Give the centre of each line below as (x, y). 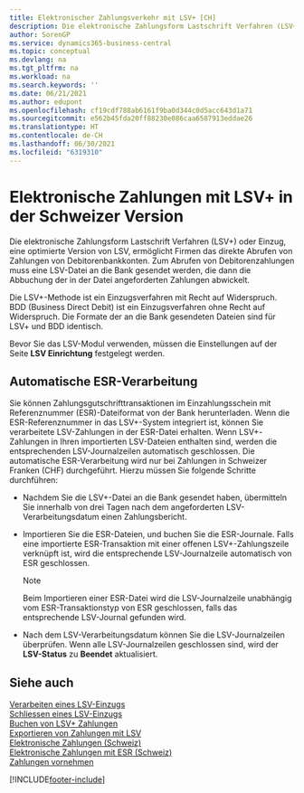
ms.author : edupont (46, 102)
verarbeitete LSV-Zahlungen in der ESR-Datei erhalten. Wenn (123, 432)
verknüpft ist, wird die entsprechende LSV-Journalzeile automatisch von (157, 553)
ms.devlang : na (38, 60)
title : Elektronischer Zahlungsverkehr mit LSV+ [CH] (113, 18)
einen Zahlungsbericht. (144, 517)
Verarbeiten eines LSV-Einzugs (67, 704)
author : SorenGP (40, 34)
